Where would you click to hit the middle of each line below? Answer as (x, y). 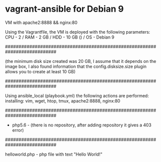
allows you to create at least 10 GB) (40, 71)
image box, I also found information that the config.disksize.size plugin (76, 66)
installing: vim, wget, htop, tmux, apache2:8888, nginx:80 (63, 101)
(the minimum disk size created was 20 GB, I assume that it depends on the (81, 61)
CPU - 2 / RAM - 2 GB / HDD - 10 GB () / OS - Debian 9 (60, 37)
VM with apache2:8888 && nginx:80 (41, 22)
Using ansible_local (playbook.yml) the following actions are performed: (77, 96)
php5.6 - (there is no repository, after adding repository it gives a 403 (82, 125)
